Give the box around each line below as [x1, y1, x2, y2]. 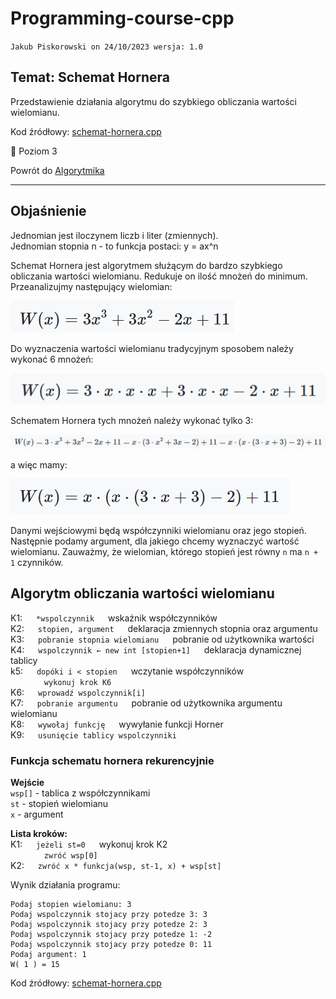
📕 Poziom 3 [10, 145, 58, 157]
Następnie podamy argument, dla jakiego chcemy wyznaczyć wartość [10, 535, 300, 547]
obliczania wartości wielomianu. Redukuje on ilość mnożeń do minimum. [10, 270, 308, 282]
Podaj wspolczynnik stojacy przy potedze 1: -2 [10, 930, 213, 940]
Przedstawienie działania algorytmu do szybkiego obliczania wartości [10, 95, 297, 107]
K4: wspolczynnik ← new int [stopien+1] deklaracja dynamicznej [10, 643, 302, 656]
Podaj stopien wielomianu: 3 [10, 900, 132, 910]
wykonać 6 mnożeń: [10, 353, 94, 365]
